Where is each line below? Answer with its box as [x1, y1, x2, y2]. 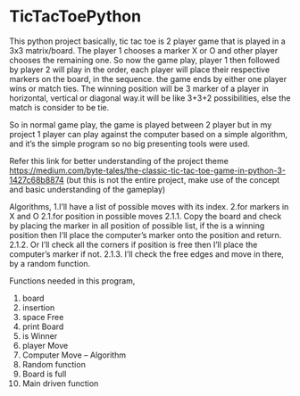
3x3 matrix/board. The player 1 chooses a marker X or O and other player [9, 45, 279, 55]
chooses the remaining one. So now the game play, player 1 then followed [9, 54, 280, 65]
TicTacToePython [9, 6, 141, 27]
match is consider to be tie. [9, 102, 110, 112]
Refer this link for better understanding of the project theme [9, 155, 229, 166]
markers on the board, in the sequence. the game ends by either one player [9, 73, 287, 84]
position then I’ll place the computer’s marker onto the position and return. [9, 229, 282, 240]
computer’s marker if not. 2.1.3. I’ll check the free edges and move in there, [9, 248, 284, 260]
